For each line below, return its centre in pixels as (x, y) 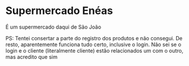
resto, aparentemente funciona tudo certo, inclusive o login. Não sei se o (93, 44)
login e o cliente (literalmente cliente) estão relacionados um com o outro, (95, 50)
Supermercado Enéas (59, 11)
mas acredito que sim (32, 57)
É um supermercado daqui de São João (53, 27)
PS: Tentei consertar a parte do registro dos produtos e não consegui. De (94, 38)
